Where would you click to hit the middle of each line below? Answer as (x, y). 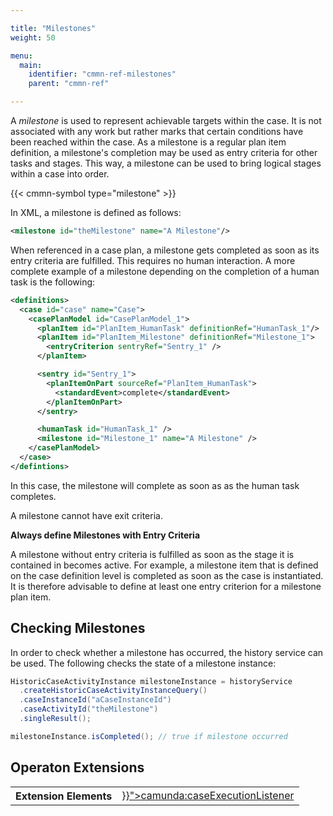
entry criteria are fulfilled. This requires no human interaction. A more (153, 260)
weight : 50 (33, 37)
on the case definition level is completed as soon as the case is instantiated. (167, 575)
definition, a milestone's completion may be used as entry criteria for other (164, 152)
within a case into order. (60, 174)
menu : (21, 56)
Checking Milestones (78, 628)
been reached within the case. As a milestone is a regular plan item (148, 142)
